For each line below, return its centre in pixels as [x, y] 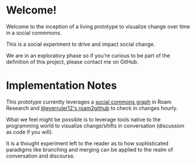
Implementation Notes [62, 86]
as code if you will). [30, 132]
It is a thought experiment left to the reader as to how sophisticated [87, 143]
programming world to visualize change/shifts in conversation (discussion [95, 125]
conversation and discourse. [40, 156]
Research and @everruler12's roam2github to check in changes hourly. [92, 108]
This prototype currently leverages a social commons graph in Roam [89, 102]
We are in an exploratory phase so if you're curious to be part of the [88, 55]
